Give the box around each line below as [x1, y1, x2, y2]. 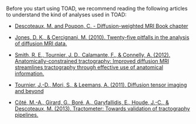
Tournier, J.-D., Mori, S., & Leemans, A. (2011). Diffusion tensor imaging [14, 81, 187, 88]
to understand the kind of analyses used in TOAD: [6, 11, 127, 18]
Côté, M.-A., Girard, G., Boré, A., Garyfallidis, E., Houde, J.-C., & [14, 99, 170, 106]
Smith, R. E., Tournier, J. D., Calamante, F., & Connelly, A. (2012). [14, 51, 171, 58]
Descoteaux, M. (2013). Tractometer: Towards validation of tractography [14, 105, 190, 112]
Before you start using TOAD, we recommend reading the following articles [6, 5, 188, 12]
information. [14, 70, 44, 77]
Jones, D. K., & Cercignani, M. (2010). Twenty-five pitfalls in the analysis [14, 34, 190, 40]
